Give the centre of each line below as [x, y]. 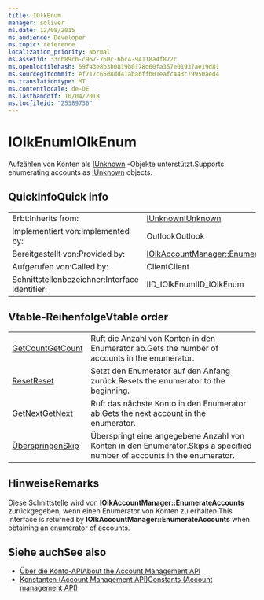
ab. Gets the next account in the [148, 413]
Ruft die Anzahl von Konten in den [153, 338]
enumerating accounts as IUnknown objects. [81, 172]
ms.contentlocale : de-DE [49, 89]
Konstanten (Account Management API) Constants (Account [116, 580]
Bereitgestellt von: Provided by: [69, 254]
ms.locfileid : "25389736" [50, 103]
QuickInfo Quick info [58, 197]
